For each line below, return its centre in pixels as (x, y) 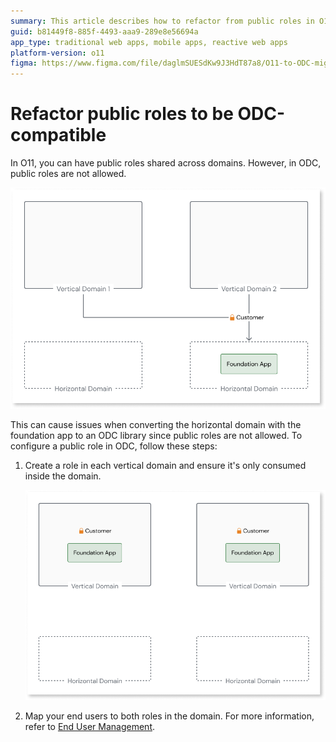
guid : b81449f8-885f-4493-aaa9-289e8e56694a (104, 31)
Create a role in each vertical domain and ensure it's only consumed (165, 465)
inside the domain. (63, 476)
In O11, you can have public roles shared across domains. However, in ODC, (166, 163)
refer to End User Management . (90, 727)
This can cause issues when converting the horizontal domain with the (156, 424)
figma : (24, 63)
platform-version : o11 (57, 53)
